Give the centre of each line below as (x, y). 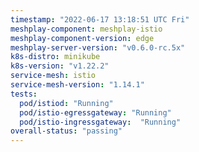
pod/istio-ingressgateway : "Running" (100, 122)
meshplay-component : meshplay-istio (86, 29)
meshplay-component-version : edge (82, 38)
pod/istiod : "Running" (66, 103)
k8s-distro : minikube (55, 57)
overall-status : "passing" (66, 131)
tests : (24, 94)
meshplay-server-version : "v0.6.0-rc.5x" (98, 47)
